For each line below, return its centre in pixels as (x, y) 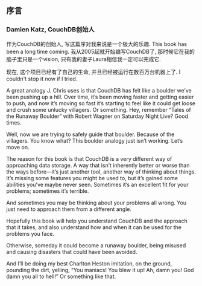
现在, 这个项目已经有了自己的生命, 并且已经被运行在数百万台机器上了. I (93, 72)
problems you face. (30, 233)
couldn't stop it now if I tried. (42, 79)
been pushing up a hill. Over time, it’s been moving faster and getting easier (100, 97)
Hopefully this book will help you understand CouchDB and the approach (97, 221)
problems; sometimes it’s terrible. (48, 191)
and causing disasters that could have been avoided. (72, 252)
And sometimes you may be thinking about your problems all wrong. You (96, 203)
